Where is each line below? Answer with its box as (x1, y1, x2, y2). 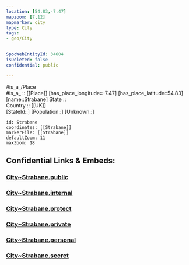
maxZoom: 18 (6, 140, 35, 146)
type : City (6, 25, 33, 31)
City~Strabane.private (6, 220, 71, 228)
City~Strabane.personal (6, 236, 76, 244)
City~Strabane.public (6, 173, 69, 181)
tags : (6, 30, 19, 36)
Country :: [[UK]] (6, 102, 47, 109)
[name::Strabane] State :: (6, 96, 66, 103)
